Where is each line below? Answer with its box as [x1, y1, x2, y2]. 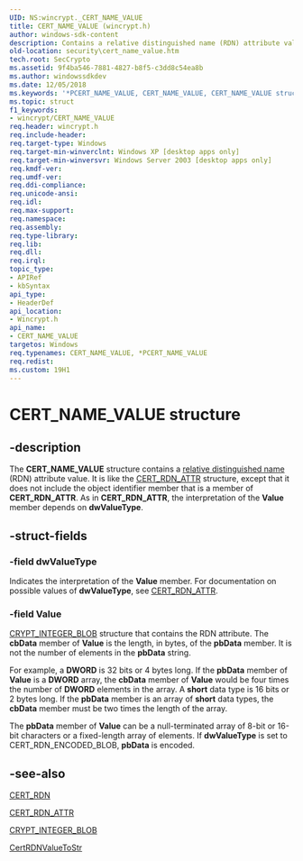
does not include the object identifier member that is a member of [9, 483, 254, 494]
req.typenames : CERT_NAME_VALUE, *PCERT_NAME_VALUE [9, 348, 207, 357]
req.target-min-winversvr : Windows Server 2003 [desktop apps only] [9, 155, 272, 165]
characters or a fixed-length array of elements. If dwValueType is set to [21, 730, 289, 741]
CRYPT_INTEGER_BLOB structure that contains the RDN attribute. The [9, 628, 269, 639]
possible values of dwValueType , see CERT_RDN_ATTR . [9, 585, 218, 596]
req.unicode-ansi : [9, 189, 78, 198]
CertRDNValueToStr [9, 842, 83, 853]
